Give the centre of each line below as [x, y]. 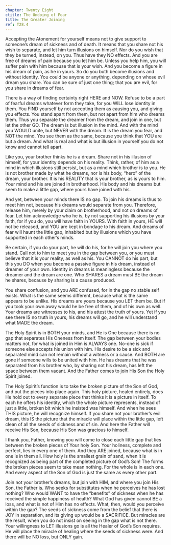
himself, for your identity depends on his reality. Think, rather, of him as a [82, 163]
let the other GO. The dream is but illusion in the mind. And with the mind [82, 125]
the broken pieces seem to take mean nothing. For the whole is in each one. [85, 467]
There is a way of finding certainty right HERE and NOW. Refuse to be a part [85, 98]
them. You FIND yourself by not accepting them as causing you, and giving [84, 109]
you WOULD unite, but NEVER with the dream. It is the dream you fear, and [84, 131]
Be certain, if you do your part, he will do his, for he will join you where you [84, 248]
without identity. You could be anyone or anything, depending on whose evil [85, 77]
